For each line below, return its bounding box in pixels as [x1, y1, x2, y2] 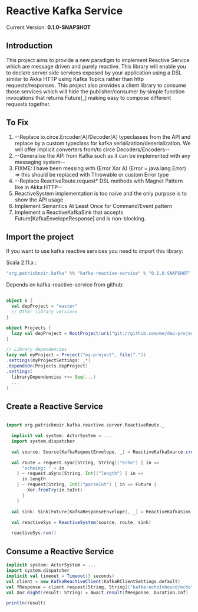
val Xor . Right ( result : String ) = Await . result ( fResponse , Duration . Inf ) [6, 590, 189, 595]
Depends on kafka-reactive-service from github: [6, 281, 124, 288]
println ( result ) [6, 600, 46, 606]
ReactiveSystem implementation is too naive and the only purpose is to [14, 190, 187, 197]
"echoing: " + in [21, 465, 65, 471]
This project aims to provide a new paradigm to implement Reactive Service [6, 56, 190, 63]
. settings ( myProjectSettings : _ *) [6, 357, 91, 364]
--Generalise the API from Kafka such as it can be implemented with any [14, 152, 191, 159]
